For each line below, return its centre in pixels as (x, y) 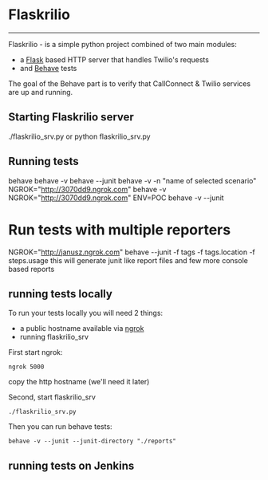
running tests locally (61, 294)
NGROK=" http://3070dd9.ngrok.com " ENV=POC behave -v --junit (116, 198)
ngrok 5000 (26, 367)
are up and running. (41, 92)
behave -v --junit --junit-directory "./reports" (93, 441)
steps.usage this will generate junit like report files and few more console (128, 260)
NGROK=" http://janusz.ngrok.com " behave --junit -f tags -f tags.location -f (132, 252)
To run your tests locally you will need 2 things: (86, 313)
